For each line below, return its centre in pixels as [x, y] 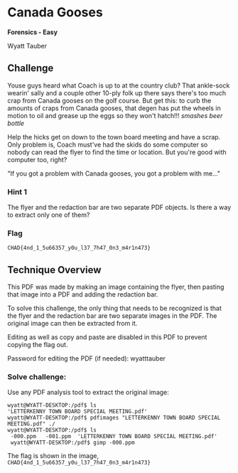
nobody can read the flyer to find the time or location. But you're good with [117, 152]
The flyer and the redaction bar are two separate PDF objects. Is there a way [119, 208]
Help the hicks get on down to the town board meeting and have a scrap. [114, 137]
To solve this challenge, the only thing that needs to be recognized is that [115, 308]
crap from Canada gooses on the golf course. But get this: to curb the [109, 100]
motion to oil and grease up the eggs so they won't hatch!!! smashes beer [115, 115]
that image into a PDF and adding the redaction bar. [83, 294]
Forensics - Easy [33, 32]
